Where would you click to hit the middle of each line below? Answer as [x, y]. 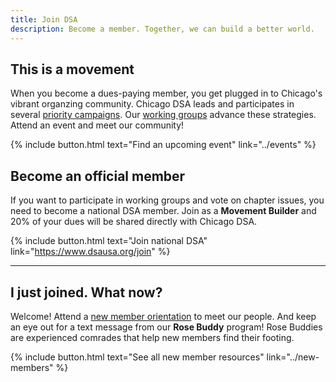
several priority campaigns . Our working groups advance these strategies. [163, 115]
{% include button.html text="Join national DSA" [109, 241]
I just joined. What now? [86, 292]
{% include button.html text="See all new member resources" [137, 357]
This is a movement [72, 69]
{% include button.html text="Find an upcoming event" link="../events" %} [163, 145]
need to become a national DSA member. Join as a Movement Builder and [163, 211]
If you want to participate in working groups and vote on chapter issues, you [167, 200]
